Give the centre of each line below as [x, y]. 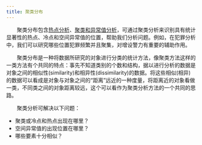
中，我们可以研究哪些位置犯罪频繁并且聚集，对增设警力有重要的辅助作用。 [98, 45]
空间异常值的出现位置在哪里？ [52, 128]
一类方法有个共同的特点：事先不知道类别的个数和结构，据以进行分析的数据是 [101, 65]
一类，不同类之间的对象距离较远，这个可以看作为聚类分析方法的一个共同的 [98, 87]
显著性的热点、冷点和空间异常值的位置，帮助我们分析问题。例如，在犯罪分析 [101, 37]
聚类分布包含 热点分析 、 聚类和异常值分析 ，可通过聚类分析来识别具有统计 [106, 29]
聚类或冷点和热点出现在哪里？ [52, 120]
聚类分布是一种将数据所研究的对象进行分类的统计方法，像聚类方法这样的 [106, 57]
